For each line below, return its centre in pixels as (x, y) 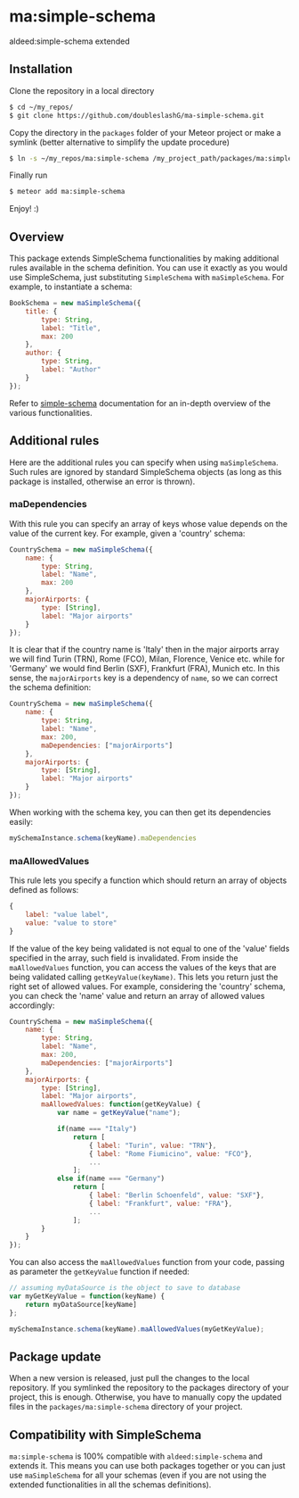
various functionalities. (51, 412)
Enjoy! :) (24, 209)
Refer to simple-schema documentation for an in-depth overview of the (140, 403)
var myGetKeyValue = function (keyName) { (87, 1296)
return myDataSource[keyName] (81, 1304)
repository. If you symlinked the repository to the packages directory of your (149, 1388)
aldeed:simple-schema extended (70, 41)
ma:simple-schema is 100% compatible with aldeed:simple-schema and (136, 1456)
